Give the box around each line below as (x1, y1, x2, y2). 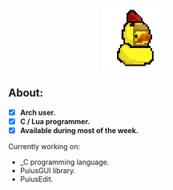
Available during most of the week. (19, 125, 139, 135)
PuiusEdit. (19, 175, 54, 184)
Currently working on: (8, 142, 80, 151)
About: (8, 87, 44, 100)
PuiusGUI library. (19, 166, 76, 175)
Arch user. (19, 107, 56, 117)
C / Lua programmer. (19, 116, 91, 126)
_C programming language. (19, 157, 110, 167)
